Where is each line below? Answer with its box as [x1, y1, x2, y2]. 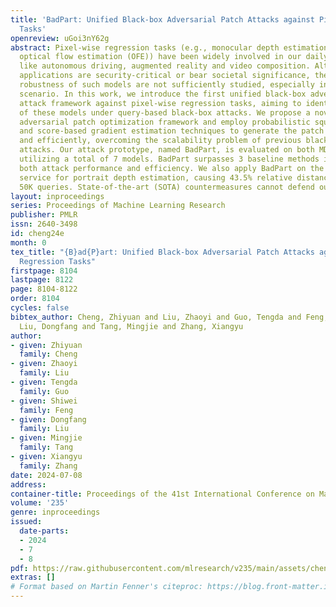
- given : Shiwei [10, 396, 78, 406]
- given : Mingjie [10, 433, 83, 443]
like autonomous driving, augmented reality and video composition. [19, 61, 311, 71]
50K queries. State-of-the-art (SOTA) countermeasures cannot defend [19, 182, 315, 192]
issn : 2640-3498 [10, 219, 78, 230]
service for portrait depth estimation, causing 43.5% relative [19, 172, 293, 183]
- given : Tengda [10, 377, 78, 387]
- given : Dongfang [10, 414, 87, 425]
